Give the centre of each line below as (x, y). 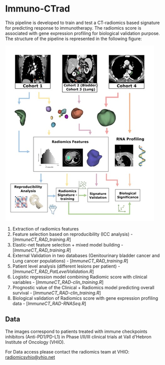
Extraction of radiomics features (45, 228)
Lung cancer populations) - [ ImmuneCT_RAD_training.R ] (70, 261)
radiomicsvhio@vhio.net (30, 357)
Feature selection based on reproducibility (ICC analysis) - (72, 234)
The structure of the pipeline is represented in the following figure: (73, 39)
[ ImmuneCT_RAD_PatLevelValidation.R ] (53, 271)
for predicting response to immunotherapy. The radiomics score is (73, 28)
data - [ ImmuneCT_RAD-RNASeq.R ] (49, 303)
